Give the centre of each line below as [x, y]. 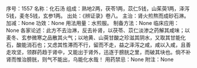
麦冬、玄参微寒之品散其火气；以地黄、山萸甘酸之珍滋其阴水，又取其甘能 [93, 37]
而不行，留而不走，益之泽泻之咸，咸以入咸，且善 [132, 45]
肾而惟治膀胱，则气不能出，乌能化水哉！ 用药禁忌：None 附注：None [90, 59]
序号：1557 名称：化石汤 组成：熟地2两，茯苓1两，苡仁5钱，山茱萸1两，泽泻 [98, 8]
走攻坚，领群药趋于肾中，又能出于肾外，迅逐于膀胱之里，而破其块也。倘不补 [98, 52]
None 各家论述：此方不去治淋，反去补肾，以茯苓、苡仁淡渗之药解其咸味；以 [98, 30]
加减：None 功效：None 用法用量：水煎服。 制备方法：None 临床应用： [93, 23]
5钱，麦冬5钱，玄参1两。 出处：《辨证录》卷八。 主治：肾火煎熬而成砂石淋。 [98, 16]
